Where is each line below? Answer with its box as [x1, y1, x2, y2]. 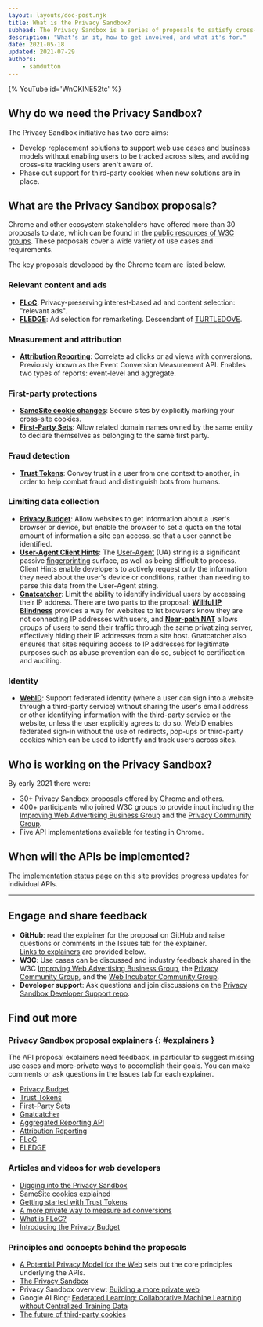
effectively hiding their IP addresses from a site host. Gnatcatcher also [19, 631, 247, 640]
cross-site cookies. [19, 414, 82, 424]
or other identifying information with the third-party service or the [19, 710, 232, 719]
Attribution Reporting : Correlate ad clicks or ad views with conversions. [19, 351, 253, 361]
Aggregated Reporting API [19, 1118, 104, 1128]
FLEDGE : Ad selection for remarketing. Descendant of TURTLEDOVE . [19, 314, 243, 324]
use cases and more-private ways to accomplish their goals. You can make [8, 1061, 250, 1070]
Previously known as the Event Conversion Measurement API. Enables [19, 360, 247, 369]
